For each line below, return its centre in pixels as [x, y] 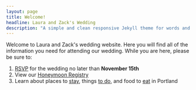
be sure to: [19, 57]
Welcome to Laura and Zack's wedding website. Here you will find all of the [97, 45]
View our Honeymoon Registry [52, 75]
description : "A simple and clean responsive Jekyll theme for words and [98, 28]
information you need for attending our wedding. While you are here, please [98, 51]
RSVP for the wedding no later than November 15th [77, 69]
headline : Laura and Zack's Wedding [51, 22]
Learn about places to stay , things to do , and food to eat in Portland [96, 81]
